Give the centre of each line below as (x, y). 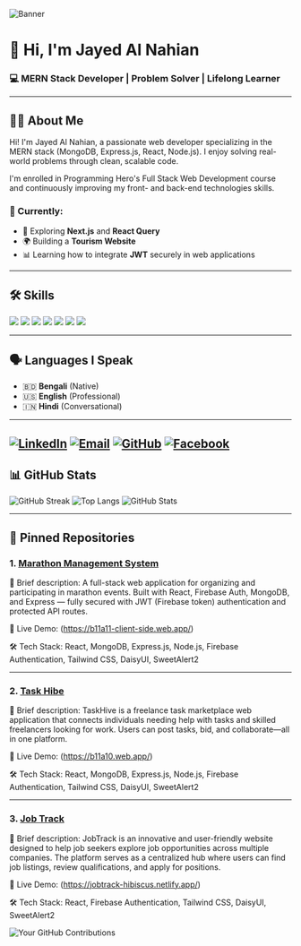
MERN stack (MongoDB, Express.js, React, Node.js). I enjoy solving (133, 151)
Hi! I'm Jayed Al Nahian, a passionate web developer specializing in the (141, 142)
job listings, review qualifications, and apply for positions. (115, 867)
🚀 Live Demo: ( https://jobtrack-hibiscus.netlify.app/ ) (105, 884)
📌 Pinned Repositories (72, 537)
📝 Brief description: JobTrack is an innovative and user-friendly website (141, 838)
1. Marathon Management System (84, 563)
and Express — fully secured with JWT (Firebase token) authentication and (148, 602)
